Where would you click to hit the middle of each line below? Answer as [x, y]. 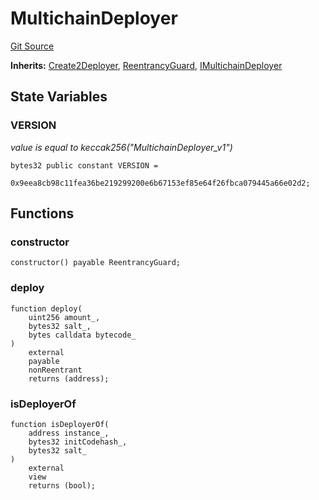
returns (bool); [62, 485]
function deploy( [46, 308]
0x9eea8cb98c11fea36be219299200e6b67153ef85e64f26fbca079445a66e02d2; [160, 183]
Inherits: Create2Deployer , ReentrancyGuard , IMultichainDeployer [146, 65]
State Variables [59, 97]
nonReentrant [55, 370]
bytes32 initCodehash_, [78, 442]
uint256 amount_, [64, 317]
